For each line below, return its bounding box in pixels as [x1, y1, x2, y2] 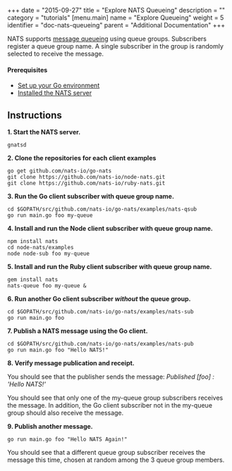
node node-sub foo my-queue [7, 250, 90, 258]
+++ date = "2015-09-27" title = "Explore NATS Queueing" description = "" [7, 6, 226, 14]
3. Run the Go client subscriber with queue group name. [7, 192, 175, 201]
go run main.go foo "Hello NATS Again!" [7, 436, 128, 443]
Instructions [7, 109, 62, 121]
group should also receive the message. [7, 408, 124, 417]
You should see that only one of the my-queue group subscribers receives [7, 394, 224, 402]
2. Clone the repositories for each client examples [7, 154, 157, 163]
